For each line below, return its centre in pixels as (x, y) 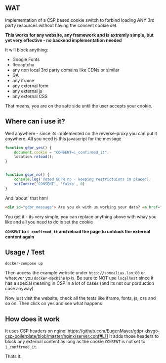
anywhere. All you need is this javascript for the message (63, 139)
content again (20, 237)
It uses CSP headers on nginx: (36, 331)
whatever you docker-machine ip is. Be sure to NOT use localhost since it (79, 278)
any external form (30, 86)
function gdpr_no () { (27, 175)
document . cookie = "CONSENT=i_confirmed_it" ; (62, 152)
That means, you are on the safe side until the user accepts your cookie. (79, 105)
